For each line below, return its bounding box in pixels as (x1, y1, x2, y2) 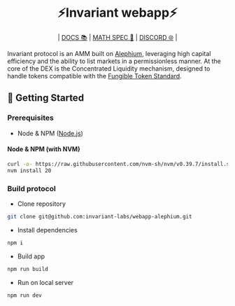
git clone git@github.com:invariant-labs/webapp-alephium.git (7, 213, 192, 220)
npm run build (7, 265, 49, 272)
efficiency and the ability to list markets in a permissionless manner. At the (7, 57, 222, 65)
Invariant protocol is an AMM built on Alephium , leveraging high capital (7, 49, 211, 57)
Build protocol (7, 183, 56, 193)
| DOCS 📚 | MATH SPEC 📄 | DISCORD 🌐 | (57, 33, 178, 41)
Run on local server (17, 278, 74, 286)
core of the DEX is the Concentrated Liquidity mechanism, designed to (7, 64, 211, 73)
